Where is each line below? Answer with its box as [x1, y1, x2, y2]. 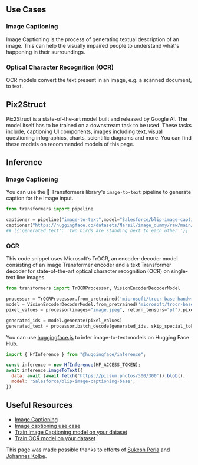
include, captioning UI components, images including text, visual [6, 128, 163, 135]
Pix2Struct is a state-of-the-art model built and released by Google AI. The [6, 115, 187, 123]
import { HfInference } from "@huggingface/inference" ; [6, 351, 146, 357]
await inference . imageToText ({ [6, 368, 83, 374]
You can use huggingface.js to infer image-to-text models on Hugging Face [6, 334, 190, 341]
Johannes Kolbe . [6, 452, 47, 459]
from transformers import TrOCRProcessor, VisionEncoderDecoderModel [6, 285, 181, 291]
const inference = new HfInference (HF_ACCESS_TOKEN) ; [6, 362, 141, 368]
